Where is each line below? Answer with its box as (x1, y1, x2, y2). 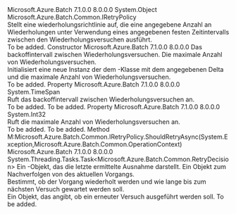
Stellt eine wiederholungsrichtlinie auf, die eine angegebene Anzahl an (7, 20, 212, 29)
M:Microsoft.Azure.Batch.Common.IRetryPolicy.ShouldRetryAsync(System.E (7, 132, 228, 141)
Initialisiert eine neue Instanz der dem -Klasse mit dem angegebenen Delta (7, 65, 224, 73)
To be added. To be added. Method (7, 125, 110, 133)
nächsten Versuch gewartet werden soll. (7, 185, 125, 193)
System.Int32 (7, 111, 46, 118)
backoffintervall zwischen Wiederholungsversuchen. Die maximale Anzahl (7, 51, 223, 58)
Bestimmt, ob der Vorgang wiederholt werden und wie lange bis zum (7, 177, 206, 186)
